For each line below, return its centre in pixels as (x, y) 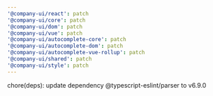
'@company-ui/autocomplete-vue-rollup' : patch (76, 53)
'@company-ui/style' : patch (48, 65)
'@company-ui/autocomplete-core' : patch (67, 40)
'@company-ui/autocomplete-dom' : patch (65, 46)
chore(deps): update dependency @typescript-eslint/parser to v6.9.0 (107, 85)
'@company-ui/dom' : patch (45, 26)
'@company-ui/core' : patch (46, 20)
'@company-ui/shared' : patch (50, 59)
